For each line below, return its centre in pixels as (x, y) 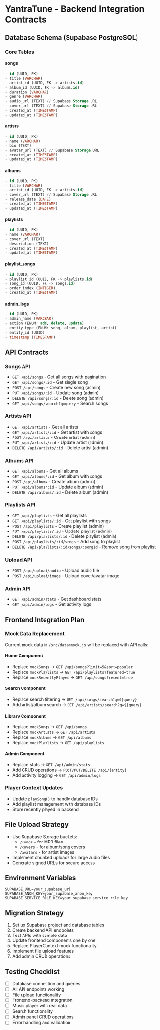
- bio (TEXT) (18, 146)
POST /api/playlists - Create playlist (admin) (58, 526)
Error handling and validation (41, 1023)
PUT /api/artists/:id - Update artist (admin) (58, 442)
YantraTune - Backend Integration (75, 9)
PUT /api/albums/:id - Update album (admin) (58, 487)
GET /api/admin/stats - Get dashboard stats (57, 599)
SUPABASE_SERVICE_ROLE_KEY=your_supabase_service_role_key (67, 898)
